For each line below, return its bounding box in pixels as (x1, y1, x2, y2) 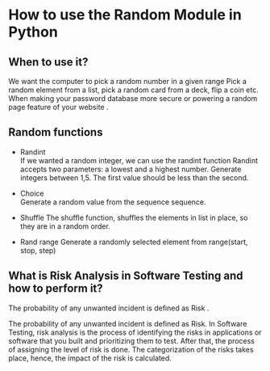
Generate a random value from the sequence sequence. (19, 196, 207, 207)
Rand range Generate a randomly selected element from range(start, (19, 237, 248, 247)
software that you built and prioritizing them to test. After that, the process (8, 335, 255, 345)
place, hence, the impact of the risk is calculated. (8, 353, 172, 363)
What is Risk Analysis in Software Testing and (8, 269, 243, 283)
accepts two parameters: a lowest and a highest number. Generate (19, 164, 242, 174)
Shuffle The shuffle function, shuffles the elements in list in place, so (19, 213, 248, 222)
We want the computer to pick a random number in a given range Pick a (8, 77, 247, 86)
